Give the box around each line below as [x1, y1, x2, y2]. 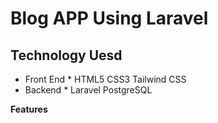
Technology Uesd [10, 47, 123, 64]
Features [10, 103, 48, 115]
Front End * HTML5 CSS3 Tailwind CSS [24, 73, 187, 85]
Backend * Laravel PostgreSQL [24, 84, 153, 96]
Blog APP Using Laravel [10, 7, 209, 30]
